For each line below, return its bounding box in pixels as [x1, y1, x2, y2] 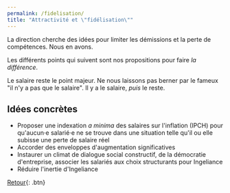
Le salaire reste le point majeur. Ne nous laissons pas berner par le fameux [7, 76, 218, 84]
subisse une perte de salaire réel [16, 136, 110, 144]
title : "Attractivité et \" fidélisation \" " [7, 16, 134, 23]
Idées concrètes [7, 103, 78, 115]
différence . [7, 63, 38, 71]
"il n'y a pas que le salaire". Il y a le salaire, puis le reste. [7, 83, 165, 92]
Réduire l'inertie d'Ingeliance [16, 165, 98, 173]
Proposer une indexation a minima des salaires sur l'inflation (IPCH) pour [16, 121, 224, 130]
